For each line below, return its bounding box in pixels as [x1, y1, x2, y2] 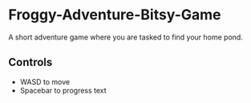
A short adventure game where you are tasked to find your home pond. [8, 32, 243, 42]
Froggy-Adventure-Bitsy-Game [8, 6, 222, 24]
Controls [8, 56, 53, 69]
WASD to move [19, 76, 71, 86]
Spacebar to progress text [19, 85, 107, 95]
